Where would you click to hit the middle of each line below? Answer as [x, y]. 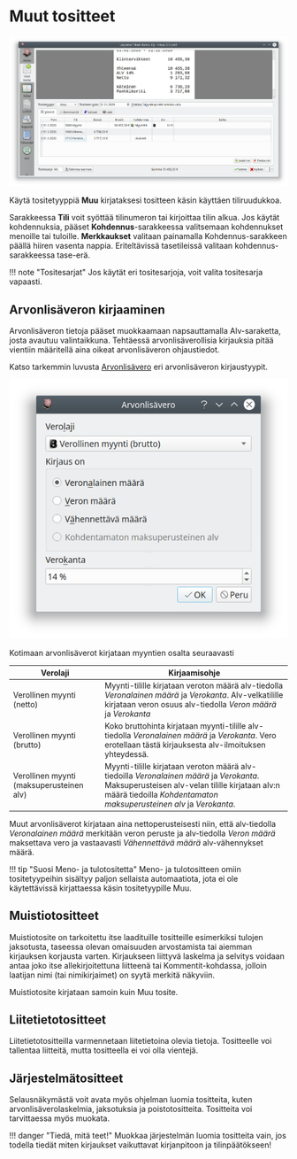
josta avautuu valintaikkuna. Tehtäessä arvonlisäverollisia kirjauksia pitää [141, 340]
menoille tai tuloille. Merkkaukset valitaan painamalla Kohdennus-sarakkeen [148, 236]
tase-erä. [74, 255]
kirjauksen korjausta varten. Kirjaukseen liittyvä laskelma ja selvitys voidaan [147, 956]
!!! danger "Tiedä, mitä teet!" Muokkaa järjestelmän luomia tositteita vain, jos [148, 1136]
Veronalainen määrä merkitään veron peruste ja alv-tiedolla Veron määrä [142, 833]
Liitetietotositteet [57, 1020]
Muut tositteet [62, 16]
